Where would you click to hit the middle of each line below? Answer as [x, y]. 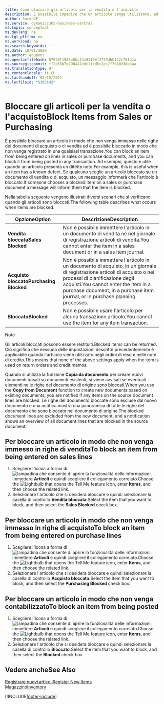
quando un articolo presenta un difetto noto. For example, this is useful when [82, 166]
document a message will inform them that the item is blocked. [68, 187]
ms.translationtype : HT [29, 69]
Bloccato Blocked [28, 316]
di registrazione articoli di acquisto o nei [109, 272]
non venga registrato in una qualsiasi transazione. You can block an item [77, 151]
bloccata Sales [24, 240]
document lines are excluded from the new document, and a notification [78, 416]
